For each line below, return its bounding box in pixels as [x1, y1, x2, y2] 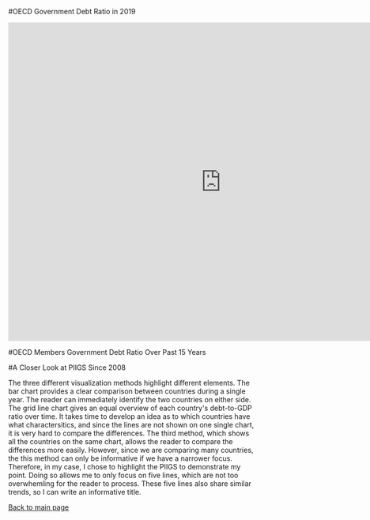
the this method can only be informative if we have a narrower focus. [8, 454, 233, 463]
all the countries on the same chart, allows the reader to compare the [8, 437, 233, 446]
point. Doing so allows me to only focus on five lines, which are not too [8, 470, 239, 480]
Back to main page [8, 503, 70, 512]
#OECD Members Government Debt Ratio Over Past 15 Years [8, 348, 206, 356]
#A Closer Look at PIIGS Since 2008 [8, 363, 126, 372]
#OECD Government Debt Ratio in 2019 [8, 7, 136, 16]
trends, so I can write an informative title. [8, 488, 142, 496]
